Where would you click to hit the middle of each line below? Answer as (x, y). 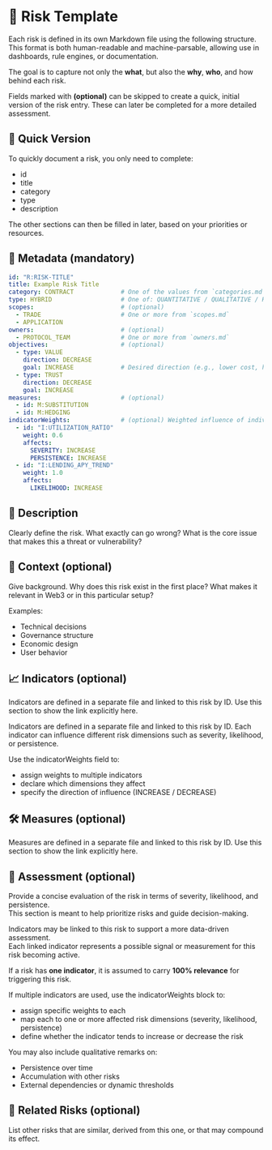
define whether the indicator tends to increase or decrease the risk (132, 1036)
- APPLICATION (39, 322)
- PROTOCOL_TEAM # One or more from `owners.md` (123, 337)
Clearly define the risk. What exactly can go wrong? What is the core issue (133, 532)
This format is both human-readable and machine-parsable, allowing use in (134, 47)
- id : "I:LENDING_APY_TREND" (65, 465)
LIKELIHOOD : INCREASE (66, 488)
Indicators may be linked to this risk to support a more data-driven (119, 929)
